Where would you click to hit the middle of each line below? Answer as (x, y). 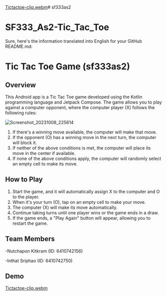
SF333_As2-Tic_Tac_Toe (57, 27)
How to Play (24, 180)
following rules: (21, 113)
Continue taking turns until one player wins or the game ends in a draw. (85, 213)
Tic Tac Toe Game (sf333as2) (68, 67)
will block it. (25, 143)
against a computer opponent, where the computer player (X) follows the (80, 107)
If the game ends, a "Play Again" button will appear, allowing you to (82, 218)
